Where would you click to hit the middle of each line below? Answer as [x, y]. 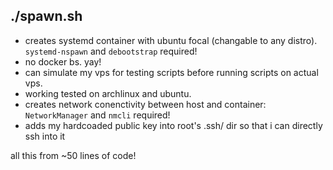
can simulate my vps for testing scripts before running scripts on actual [171, 72]
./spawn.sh [46, 16]
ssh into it [45, 136]
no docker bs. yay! [63, 61]
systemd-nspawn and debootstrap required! [111, 51]
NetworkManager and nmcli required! [97, 115]
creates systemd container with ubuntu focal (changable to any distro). [171, 40]
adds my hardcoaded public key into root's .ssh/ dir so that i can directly [173, 125]
